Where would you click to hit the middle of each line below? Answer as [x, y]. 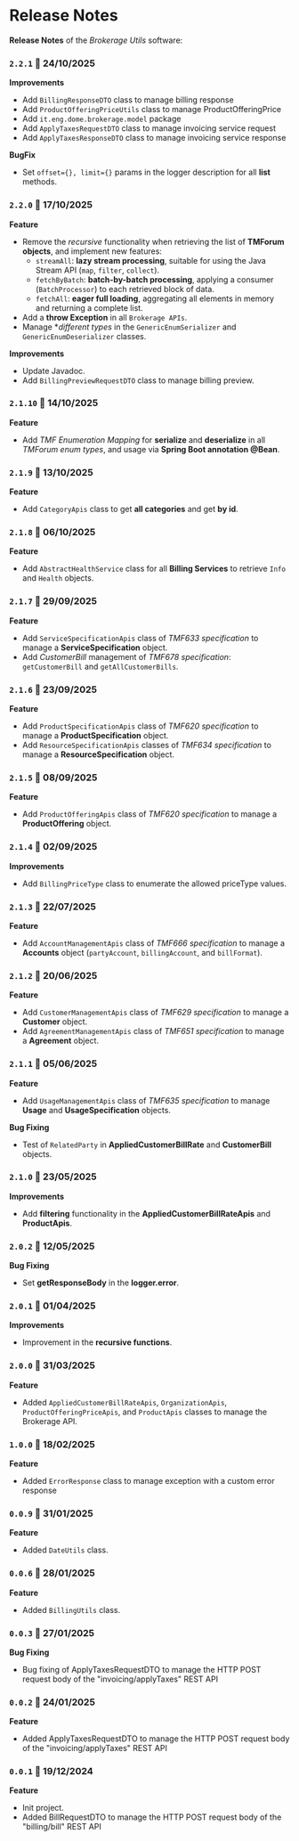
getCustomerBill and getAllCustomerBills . [100, 666]
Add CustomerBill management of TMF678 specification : [126, 656]
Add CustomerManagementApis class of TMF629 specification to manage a [155, 1013]
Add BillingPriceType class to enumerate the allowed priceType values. [154, 884]
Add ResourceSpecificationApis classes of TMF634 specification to [146, 745]
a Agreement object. [61, 1041]
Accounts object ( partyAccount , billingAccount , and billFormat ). [142, 952]
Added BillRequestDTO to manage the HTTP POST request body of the [152, 1817]
